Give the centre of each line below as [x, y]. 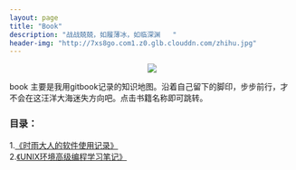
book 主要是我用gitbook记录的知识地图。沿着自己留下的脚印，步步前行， [145, 87]
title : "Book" [36, 26]
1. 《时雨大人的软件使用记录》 [64, 145]
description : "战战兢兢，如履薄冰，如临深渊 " [93, 34]
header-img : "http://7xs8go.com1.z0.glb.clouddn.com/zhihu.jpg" [133, 43]
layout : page [34, 18]
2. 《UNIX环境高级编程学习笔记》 [68, 156]
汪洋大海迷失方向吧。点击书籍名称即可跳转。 [124, 98]
